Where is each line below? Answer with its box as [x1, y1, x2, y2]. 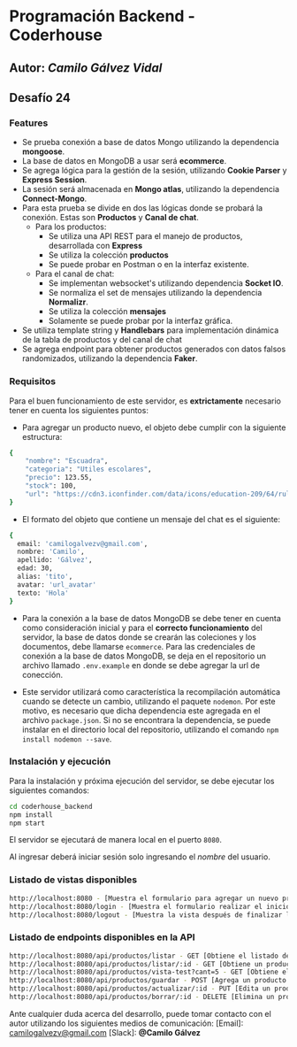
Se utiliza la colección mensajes [48, 306, 166, 317]
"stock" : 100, [25, 481, 77, 490]
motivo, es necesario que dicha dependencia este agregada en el [21, 705, 261, 716]
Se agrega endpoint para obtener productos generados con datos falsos [21, 343, 286, 355]
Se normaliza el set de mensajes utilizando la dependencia [48, 288, 263, 298]
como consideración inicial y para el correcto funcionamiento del [21, 622, 263, 633]
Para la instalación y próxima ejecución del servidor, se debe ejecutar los [9, 775, 275, 786]
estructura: [21, 431, 63, 442]
